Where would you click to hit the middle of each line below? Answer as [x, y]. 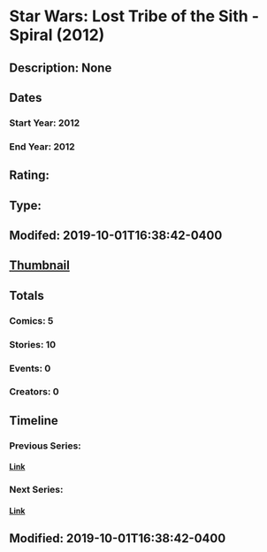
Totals [27, 295]
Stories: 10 [33, 344]
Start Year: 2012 [45, 123]
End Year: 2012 [42, 146]
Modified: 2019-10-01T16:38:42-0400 [118, 538]
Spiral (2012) [57, 35]
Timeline [34, 421]
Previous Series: [45, 446]
